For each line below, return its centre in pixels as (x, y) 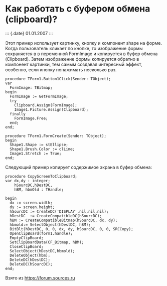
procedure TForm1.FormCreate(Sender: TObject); (56, 136)
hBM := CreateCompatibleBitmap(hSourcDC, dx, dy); (64, 220)
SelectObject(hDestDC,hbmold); (42, 251)
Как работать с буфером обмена (78, 9)
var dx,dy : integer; (28, 181)
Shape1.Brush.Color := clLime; (42, 149)
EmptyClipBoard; (27, 238)
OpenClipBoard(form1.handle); (41, 233)
